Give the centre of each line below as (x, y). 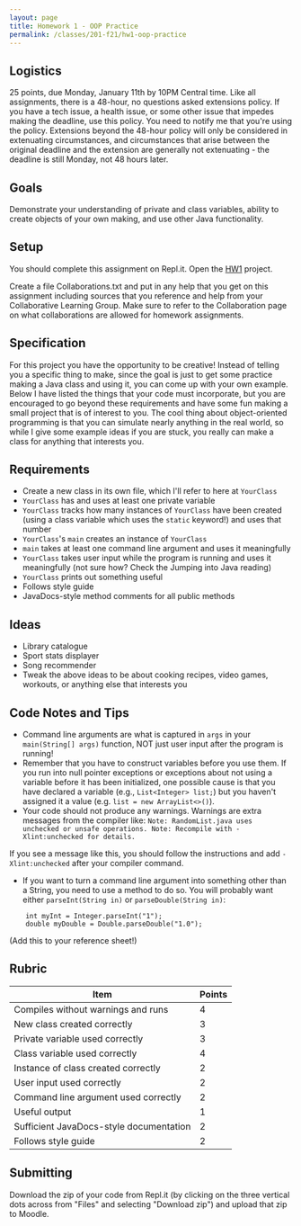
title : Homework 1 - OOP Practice (74, 26)
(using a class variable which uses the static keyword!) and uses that (151, 520)
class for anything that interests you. (77, 441)
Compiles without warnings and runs (91, 1009)
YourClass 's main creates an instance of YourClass (115, 539)
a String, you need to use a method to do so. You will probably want (148, 890)
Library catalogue (55, 646)
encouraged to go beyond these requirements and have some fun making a (149, 403)
